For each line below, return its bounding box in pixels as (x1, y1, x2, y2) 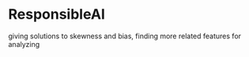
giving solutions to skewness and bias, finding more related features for (8, 31, 242, 41)
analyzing (8, 39, 40, 48)
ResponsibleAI (8, 5, 105, 23)
